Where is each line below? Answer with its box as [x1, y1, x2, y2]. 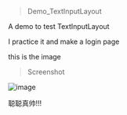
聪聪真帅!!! [8, 99, 42, 108]
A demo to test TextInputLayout [8, 22, 110, 31]
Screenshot [27, 67, 65, 77]
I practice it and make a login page [8, 37, 120, 46]
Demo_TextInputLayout [27, 7, 102, 16]
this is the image [8, 52, 61, 61]
